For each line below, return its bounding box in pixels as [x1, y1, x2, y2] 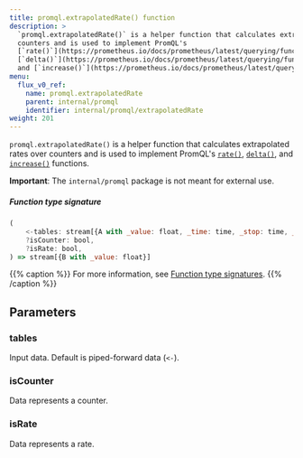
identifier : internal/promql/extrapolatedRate [25, 106, 204, 115]
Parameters [9, 304, 77, 320]
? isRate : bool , [25, 244, 83, 253]
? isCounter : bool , [25, 236, 95, 245]
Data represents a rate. [9, 438, 95, 449]
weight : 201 [9, 114, 54, 123]
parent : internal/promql [25, 97, 119, 107]
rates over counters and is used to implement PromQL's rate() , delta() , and [9, 148, 294, 159]
